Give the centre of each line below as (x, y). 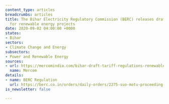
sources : (14, 61)
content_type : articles (30, 10)
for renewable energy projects (43, 24)
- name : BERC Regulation (31, 80)
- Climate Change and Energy (36, 47)
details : (14, 75)
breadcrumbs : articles (29, 15)
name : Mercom (23, 71)
